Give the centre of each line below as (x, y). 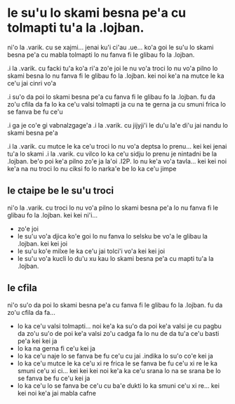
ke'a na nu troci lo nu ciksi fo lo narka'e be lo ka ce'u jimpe (92, 168)
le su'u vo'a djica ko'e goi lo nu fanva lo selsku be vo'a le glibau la (113, 236)
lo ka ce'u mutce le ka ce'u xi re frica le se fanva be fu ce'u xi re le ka (117, 363)
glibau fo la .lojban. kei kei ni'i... (53, 215)
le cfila (22, 288)
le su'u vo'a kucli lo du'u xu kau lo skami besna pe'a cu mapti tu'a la (115, 258)
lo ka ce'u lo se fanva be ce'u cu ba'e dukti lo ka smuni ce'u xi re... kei (118, 385)
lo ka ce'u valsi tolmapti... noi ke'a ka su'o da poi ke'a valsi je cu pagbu (120, 326)
